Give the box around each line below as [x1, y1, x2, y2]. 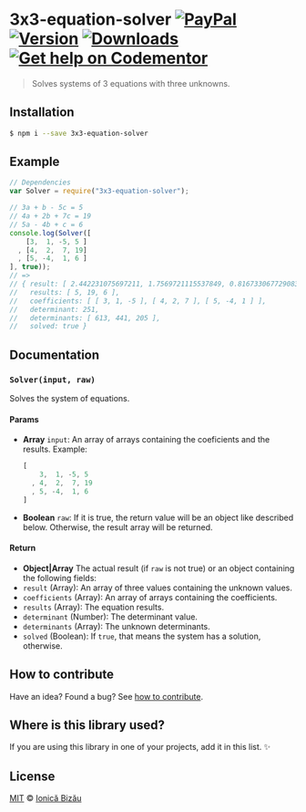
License [9, 768, 56, 784]
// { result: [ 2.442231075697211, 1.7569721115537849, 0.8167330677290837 [9, 279, 303, 289]
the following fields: [22, 572, 97, 583]
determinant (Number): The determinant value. [22, 611, 199, 622]
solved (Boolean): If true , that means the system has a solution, [22, 630, 261, 641]
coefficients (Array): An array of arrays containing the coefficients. [22, 591, 278, 602]
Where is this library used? [9, 717, 166, 733]
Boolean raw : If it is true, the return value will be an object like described [22, 512, 294, 523]
